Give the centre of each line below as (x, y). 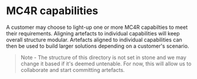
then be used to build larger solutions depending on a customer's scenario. (98, 46)
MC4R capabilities (52, 11)
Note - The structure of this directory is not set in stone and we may (103, 57)
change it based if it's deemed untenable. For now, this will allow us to (106, 64)
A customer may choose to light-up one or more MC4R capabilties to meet (97, 27)
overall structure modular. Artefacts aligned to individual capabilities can (94, 39)
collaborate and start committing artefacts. (73, 70)
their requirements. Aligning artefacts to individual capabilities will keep (93, 33)
